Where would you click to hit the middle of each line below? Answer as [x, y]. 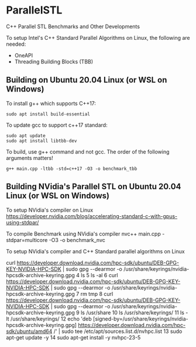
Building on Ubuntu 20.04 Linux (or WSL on [87, 80]
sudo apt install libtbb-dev [42, 141]
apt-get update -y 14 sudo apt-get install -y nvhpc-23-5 [73, 337]
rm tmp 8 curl [97, 294]
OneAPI [24, 55]
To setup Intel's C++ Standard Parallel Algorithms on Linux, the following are [98, 38]
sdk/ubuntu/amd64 [29, 331]
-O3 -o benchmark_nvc [77, 240]
